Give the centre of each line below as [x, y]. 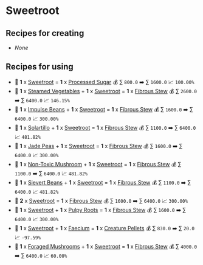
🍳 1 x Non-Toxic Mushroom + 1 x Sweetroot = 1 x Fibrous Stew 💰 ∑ [98, 164]
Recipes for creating [45, 33]
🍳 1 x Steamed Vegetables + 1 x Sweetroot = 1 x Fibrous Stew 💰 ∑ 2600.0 [105, 91]
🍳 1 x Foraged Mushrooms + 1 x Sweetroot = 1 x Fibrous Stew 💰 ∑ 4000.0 [106, 246]
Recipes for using [40, 67]
